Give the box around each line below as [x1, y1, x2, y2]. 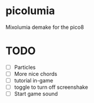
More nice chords [14, 70, 57, 77]
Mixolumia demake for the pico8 [5, 24, 84, 31]
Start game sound [14, 90, 58, 98]
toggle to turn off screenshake [14, 84, 88, 91]
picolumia [5, 4, 56, 18]
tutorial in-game [14, 77, 54, 84]
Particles [14, 64, 36, 71]
